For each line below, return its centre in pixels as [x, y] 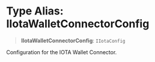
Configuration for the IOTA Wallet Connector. [62, 52]
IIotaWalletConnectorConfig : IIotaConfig [73, 40]
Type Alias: [35, 11]
